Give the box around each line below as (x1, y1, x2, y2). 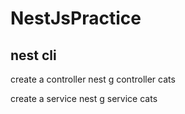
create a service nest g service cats (10, 93, 158, 104)
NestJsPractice (10, 7, 142, 30)
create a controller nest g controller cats (10, 73, 176, 85)
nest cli (10, 47, 57, 64)
